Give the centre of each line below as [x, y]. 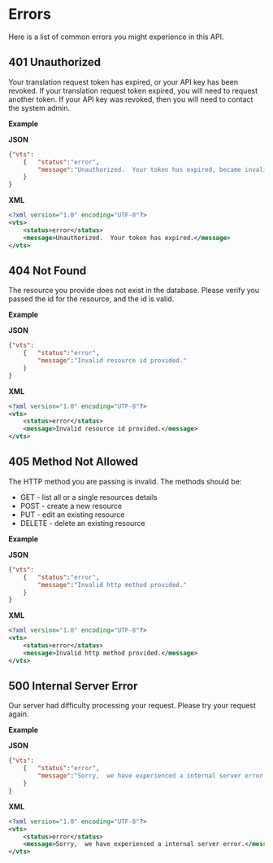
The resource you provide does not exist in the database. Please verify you [134, 291]
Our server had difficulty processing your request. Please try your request [132, 706]
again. [19, 714]
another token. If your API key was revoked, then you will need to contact [131, 99]
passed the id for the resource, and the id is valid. [91, 299]
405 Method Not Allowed [73, 462]
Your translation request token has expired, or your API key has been [123, 81]
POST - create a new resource [71, 506]
